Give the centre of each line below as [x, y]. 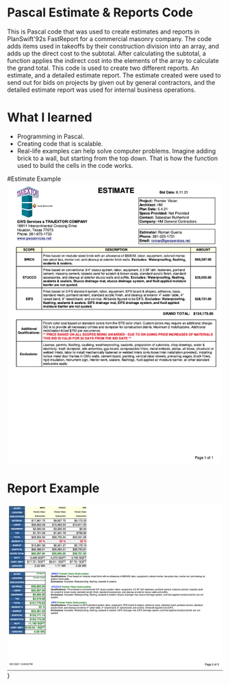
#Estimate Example [34, 179]
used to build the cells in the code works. [75, 165]
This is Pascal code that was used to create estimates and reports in [103, 31]
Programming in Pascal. [50, 136]
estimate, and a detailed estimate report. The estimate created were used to [114, 75]
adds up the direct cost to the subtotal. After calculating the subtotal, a [107, 53]
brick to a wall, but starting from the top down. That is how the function [117, 158]
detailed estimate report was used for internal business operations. [102, 90]
